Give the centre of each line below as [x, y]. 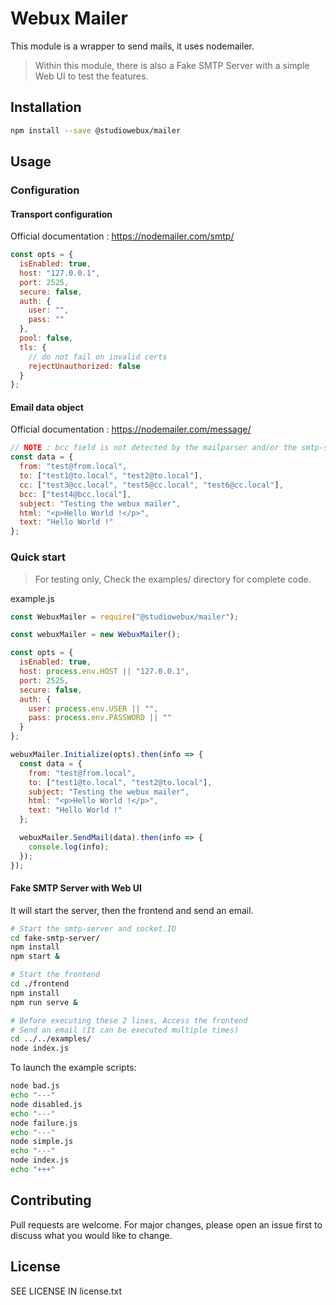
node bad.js [35, 1086]
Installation [46, 107]
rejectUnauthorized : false [84, 366]
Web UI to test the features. [91, 76]
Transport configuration [61, 214]
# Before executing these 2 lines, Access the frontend [129, 1020]
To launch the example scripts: [73, 1068]
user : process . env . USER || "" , [93, 708]
